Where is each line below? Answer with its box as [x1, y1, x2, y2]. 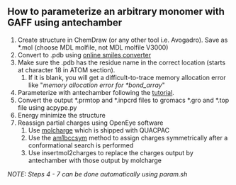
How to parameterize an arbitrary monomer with [7, 6, 225, 18]
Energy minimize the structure [17, 111, 106, 119]
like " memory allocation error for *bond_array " [28, 81, 165, 89]
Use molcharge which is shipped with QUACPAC [28, 125, 170, 134]
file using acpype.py [17, 103, 77, 112]
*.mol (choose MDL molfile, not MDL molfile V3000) [17, 43, 169, 52]
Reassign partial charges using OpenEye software [17, 118, 164, 127]
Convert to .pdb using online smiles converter [17, 50, 151, 59]
